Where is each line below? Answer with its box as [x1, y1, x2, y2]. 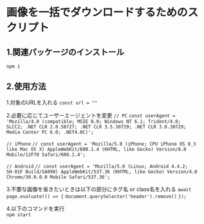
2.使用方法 [6, 82, 47, 92]
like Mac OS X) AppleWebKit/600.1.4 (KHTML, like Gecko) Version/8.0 [6, 146, 187, 152]
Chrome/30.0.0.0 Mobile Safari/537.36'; [6, 174, 111, 180]
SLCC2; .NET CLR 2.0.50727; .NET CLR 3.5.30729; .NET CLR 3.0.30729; [6, 124, 187, 130]
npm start [6, 211, 32, 218]
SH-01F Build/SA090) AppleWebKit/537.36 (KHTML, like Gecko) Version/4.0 [6, 169, 198, 175]
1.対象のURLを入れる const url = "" [6, 99, 98, 106]
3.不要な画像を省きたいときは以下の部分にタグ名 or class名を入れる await [6, 185, 192, 192]
